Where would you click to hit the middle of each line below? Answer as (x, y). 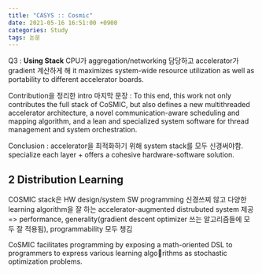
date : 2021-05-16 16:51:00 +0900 (63, 23)
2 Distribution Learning (66, 179)
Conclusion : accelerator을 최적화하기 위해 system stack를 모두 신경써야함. (126, 146)
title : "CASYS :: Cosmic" (50, 15)
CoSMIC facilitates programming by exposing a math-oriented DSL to (120, 245)
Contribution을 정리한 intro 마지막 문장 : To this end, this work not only (120, 96)
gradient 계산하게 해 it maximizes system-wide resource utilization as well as (131, 71)
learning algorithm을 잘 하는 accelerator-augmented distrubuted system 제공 (131, 209)
